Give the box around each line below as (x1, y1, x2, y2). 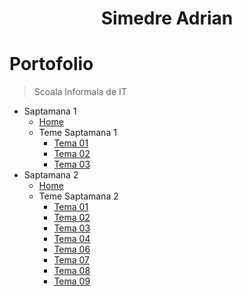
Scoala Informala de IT (33, 86, 127, 98)
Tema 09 (53, 275, 91, 287)
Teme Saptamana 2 (38, 190, 119, 202)
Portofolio (9, 53, 94, 76)
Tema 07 (53, 254, 91, 266)
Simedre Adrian (100, 7, 234, 30)
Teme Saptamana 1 (38, 127, 117, 139)
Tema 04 (53, 233, 91, 245)
